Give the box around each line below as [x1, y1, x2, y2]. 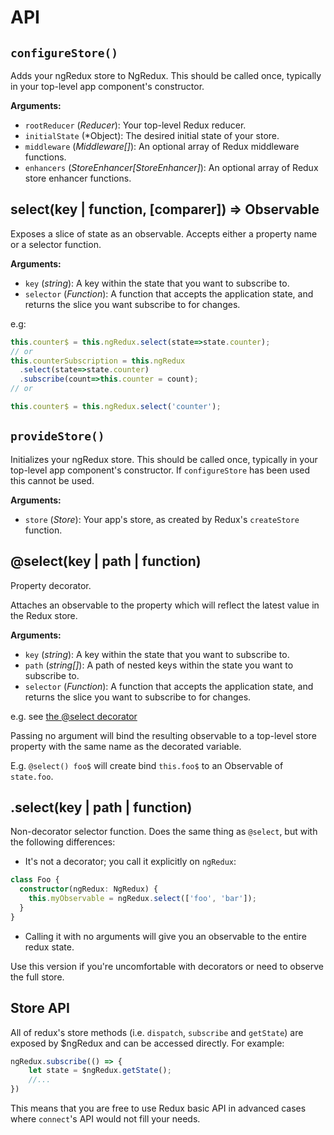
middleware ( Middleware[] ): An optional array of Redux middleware [24, 141, 300, 152]
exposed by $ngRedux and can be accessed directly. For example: [10, 1037, 285, 1049]
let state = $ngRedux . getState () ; [28, 1066, 172, 1076]
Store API [10, 1000, 70, 1017]
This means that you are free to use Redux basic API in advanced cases [10, 1102, 307, 1115]
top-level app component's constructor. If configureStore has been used [10, 464, 311, 476]
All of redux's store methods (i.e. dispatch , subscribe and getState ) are [10, 1026, 304, 1038]
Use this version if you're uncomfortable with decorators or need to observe [10, 960, 325, 972]
